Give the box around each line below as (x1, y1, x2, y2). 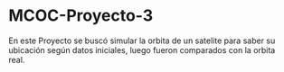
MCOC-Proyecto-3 (8, 5, 154, 26)
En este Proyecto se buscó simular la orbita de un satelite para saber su (8, 35, 276, 46)
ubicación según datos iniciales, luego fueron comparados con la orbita (8, 44, 276, 55)
